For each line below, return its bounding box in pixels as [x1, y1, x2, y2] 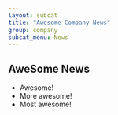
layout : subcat [8, 11, 58, 20]
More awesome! [19, 92, 72, 101]
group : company [8, 26, 58, 34]
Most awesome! [19, 99, 72, 110]
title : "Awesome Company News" [8, 19, 111, 27]
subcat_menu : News [8, 33, 68, 41]
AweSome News [8, 62, 90, 75]
